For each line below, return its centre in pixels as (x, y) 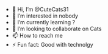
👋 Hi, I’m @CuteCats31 (40, 9)
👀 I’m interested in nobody (45, 16)
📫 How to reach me (37, 35)
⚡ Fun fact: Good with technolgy (52, 45)
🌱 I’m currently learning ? (43, 22)
